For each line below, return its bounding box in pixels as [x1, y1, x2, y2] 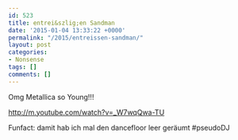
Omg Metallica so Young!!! [8, 92, 94, 101]
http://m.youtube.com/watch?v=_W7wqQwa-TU [8, 108, 165, 117]
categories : [8, 48, 48, 56]
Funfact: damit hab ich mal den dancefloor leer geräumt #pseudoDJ [8, 123, 230, 132]
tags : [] [8, 63, 37, 71]
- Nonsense [8, 56, 44, 64]
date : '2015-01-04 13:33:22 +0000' [8, 26, 126, 34]
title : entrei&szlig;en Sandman [8, 19, 115, 27]
